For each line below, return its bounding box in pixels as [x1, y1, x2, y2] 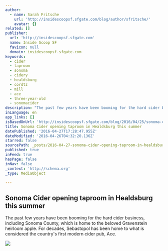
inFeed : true [5, 152, 32, 157]
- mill [9, 86, 23, 92]
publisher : [5, 31, 28, 36]
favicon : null [9, 45, 39, 50]
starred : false [5, 138, 37, 143]
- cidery [9, 73, 28, 78]
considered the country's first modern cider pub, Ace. [5, 231, 116, 237]
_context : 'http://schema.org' [5, 166, 70, 171]
